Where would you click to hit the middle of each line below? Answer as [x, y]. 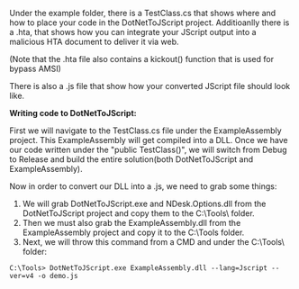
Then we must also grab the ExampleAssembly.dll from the [131, 223]
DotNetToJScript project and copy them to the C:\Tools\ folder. [138, 213]
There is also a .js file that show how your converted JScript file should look [150, 86]
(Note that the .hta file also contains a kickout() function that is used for [142, 59]
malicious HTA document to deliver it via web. [94, 41]
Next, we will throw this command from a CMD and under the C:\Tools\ [154, 242]
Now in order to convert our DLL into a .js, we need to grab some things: [143, 186]
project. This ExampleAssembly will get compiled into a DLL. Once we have [149, 140]
